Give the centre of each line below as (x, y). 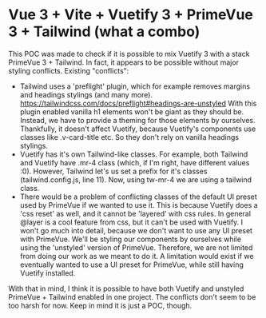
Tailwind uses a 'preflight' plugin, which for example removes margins (135, 86)
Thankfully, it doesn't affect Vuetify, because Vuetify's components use (138, 129)
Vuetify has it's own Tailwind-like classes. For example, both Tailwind (134, 154)
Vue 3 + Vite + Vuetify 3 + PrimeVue (131, 15)
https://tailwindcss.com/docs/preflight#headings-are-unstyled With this (138, 103)
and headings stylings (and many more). (86, 94)
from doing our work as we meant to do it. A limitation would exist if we (137, 256)
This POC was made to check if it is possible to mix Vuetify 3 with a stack (129, 54)
